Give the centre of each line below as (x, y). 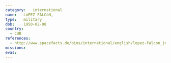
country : (15, 29)
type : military (24, 19)
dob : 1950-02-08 (26, 24)
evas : (11, 52)
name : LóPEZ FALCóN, (29, 15)
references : (18, 39)
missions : (16, 48)
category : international (34, 10)
